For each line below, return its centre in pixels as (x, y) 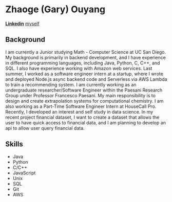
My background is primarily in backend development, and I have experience (85, 57)
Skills (14, 144)
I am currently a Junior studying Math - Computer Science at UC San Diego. (85, 52)
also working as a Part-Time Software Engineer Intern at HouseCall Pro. (81, 106)
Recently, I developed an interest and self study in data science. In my (79, 111)
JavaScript (24, 173)
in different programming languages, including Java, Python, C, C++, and (83, 63)
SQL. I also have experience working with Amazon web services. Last (79, 68)
